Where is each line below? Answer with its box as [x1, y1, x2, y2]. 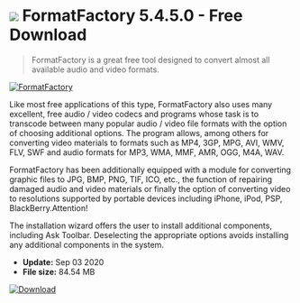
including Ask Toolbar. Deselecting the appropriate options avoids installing [9, 229, 289, 240]
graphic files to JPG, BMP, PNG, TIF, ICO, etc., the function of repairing [9, 173, 273, 185]
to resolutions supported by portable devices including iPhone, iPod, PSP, [9, 193, 283, 204]
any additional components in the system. [9, 239, 165, 250]
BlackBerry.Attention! [9, 202, 88, 213]
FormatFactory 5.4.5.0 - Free [22, 5, 243, 26]
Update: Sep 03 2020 [22, 256, 105, 267]
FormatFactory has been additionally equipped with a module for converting [9, 164, 291, 175]
